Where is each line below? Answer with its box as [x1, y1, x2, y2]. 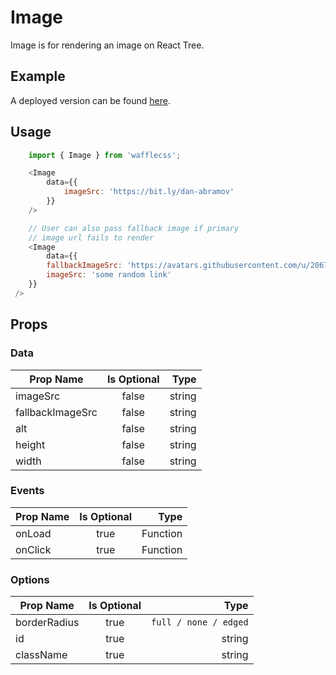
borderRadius [15, 616, 80, 630]
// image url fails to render [28, 232, 155, 243]
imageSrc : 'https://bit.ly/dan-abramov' [63, 187, 235, 197]
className [15, 648, 68, 662]
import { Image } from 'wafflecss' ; [28, 150, 182, 160]
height [15, 437, 46, 451]
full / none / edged [151, 617, 249, 628]
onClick [15, 542, 52, 556]
